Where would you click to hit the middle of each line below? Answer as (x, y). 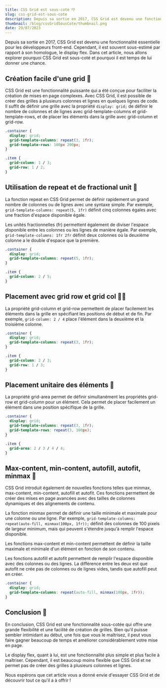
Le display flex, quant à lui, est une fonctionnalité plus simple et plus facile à (82, 655)
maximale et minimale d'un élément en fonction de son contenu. (70, 549)
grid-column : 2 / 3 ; (31, 360)
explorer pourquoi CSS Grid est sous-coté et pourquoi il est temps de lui (79, 58)
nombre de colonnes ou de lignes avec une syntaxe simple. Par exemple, (80, 204)
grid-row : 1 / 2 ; (27, 168)
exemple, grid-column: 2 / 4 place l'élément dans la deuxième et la (75, 319)
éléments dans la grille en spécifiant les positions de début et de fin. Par (79, 313)
